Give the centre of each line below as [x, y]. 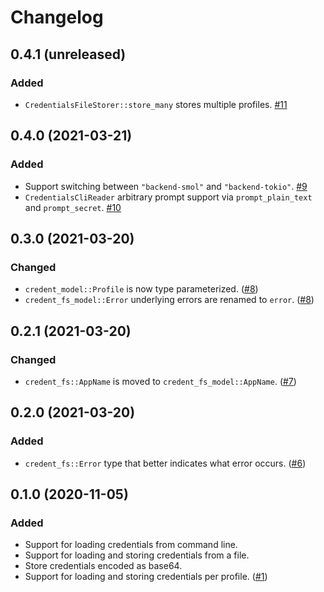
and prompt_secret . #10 [73, 207]
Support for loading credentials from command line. [131, 545]
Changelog [57, 17]
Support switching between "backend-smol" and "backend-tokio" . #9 [166, 186]
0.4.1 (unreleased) [68, 54]
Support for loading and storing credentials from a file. [137, 555]
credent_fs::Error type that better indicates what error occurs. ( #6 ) [165, 463]
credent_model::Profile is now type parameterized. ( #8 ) [141, 289]
